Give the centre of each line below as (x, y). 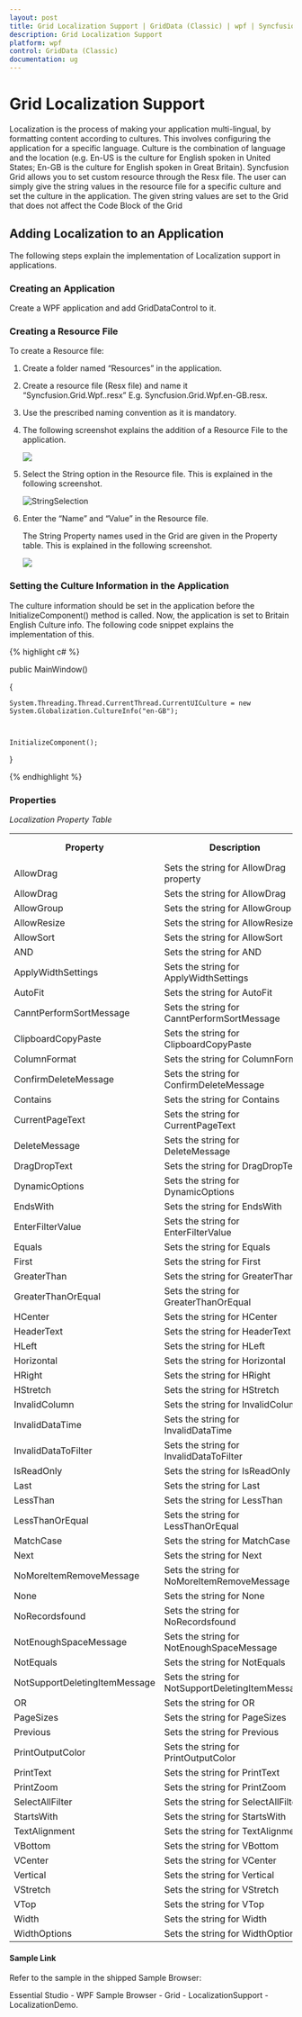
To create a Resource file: (57, 351)
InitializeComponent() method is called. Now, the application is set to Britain (149, 615)
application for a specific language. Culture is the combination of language (147, 148)
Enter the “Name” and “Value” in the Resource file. (115, 519)
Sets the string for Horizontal (225, 1361)
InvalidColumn (44, 1404)
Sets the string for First (212, 1262)
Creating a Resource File (64, 331)
